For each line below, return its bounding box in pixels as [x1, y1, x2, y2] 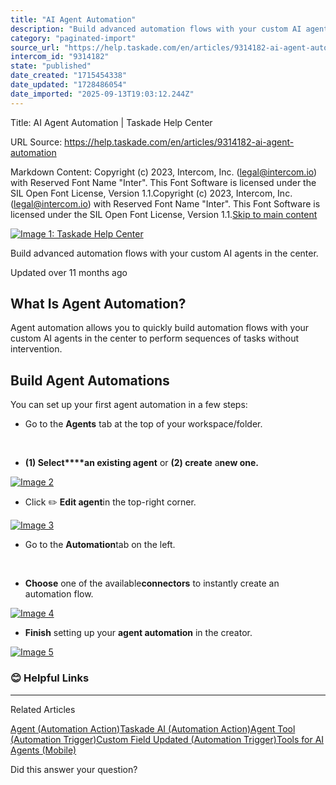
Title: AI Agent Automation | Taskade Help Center [10, 116, 213, 128]
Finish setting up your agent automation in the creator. [24, 627, 253, 639]
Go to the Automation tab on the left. [24, 539, 176, 551]
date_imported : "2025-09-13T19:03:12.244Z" [10, 89, 195, 99]
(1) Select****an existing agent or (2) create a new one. [24, 457, 259, 469]
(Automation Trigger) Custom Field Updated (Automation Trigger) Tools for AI [10, 733, 325, 745]
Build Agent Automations [10, 372, 170, 389]
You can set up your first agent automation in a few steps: [10, 399, 248, 411]
